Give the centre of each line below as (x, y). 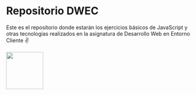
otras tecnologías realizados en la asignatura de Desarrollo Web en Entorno (98, 33)
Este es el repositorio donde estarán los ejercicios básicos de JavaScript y (97, 27)
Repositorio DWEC (52, 11)
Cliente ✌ (18, 40)
